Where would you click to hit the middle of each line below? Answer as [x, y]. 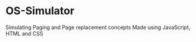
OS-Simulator [40, 11]
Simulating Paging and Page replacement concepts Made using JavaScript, [98, 27]
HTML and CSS [24, 33]
